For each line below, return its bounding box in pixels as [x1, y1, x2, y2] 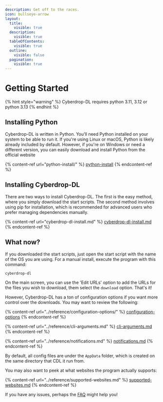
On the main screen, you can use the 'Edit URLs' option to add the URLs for [5, 279, 156, 285]
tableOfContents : [9, 39, 45, 44]
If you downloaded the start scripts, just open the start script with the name [5, 251, 157, 257]
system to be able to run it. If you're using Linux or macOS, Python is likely [5, 136, 154, 142]
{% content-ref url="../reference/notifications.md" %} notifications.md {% [5, 338, 153, 344]
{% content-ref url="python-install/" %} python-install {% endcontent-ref [5, 161, 152, 167]
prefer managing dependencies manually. [5, 209, 89, 215]
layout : [5, 16, 21, 21]
